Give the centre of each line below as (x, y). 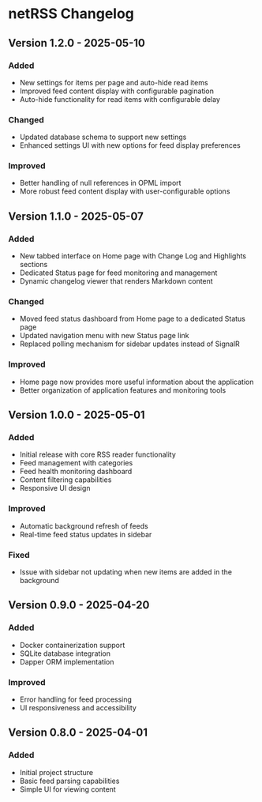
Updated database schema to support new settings (103, 137)
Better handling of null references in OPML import (100, 183)
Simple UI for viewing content (67, 789)
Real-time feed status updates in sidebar (86, 534)
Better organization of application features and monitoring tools (123, 390)
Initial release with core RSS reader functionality (97, 454)
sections (34, 265)
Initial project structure (56, 772)
